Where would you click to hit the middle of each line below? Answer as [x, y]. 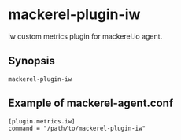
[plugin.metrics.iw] [42, 121]
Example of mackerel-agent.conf [91, 103]
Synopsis [31, 61]
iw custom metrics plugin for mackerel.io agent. [85, 36]
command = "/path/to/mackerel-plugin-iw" [77, 128]
